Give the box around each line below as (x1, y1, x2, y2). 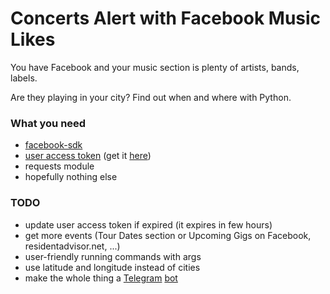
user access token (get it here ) (24, 150, 152, 162)
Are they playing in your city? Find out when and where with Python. (10, 91, 292, 103)
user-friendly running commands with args (24, 250, 202, 262)
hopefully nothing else (24, 171, 118, 183)
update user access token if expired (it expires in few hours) (24, 218, 273, 231)
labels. (10, 72, 38, 84)
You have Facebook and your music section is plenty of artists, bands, (10, 61, 300, 73)
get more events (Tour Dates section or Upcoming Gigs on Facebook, (24, 229, 312, 241)
